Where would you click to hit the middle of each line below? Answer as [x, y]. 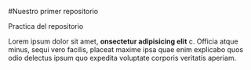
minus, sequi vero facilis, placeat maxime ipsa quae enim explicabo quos [126, 49]
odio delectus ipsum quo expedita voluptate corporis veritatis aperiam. [122, 58]
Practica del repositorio [46, 26]
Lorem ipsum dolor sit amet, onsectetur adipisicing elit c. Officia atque [123, 41]
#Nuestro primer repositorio [53, 11]
